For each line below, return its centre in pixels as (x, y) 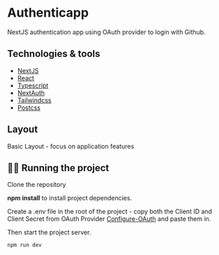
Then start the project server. (49, 232)
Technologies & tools (54, 54)
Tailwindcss (34, 100)
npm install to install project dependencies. (70, 198)
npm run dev (24, 245)
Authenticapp (48, 13)
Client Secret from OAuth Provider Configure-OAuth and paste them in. (109, 219)
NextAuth (31, 92)
